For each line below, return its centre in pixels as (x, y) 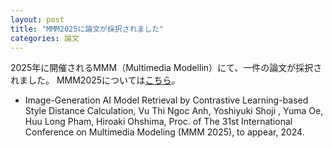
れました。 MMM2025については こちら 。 (95, 80)
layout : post (37, 19)
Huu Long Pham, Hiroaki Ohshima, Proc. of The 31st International (158, 122)
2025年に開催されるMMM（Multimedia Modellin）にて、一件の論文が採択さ (166, 68)
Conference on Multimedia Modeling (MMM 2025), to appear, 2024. (164, 132)
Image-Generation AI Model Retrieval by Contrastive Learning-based (166, 100)
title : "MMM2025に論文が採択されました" (87, 29)
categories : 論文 (45, 38)
